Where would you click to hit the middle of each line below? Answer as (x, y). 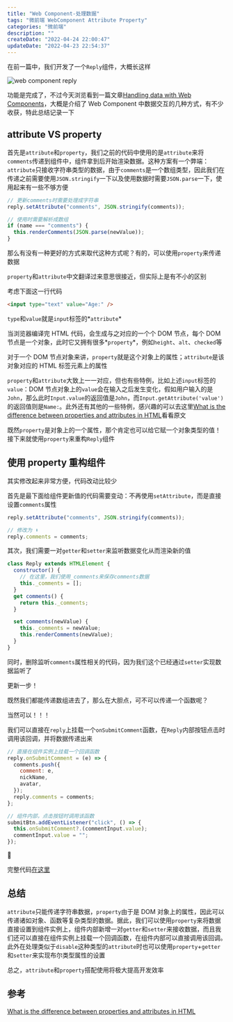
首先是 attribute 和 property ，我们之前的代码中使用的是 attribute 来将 (106, 152)
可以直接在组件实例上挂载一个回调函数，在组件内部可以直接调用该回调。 (123, 938)
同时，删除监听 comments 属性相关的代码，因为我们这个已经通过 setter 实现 (111, 661)
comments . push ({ (37, 764)
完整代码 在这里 (29, 870)
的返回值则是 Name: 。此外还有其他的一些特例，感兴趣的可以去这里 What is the (116, 406)
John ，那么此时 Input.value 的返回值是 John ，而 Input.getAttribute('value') (115, 398)
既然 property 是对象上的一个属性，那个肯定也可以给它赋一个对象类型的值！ (114, 430)
